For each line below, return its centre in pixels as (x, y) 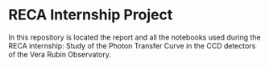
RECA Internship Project (91, 15)
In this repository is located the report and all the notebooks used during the (134, 37)
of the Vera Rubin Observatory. (60, 54)
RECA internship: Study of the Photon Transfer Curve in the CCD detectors (132, 45)
